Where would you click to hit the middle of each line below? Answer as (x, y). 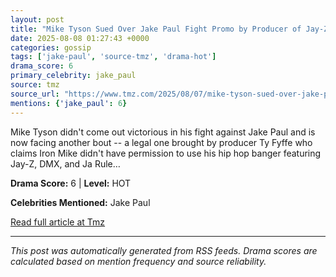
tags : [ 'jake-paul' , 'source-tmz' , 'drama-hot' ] (113, 57)
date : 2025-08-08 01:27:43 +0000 (80, 38)
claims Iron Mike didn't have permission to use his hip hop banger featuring (166, 153)
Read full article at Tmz (58, 222)
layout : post (37, 19)
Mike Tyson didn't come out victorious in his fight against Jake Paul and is (163, 132)
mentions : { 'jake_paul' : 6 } (69, 103)
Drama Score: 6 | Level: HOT (71, 183)
